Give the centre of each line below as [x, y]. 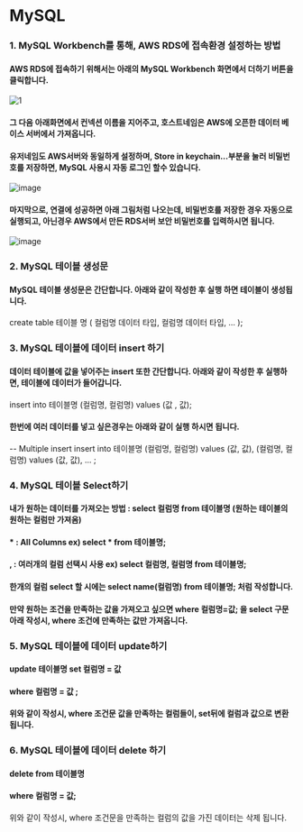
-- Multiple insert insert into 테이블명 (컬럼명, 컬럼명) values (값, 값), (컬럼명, [147, 448]
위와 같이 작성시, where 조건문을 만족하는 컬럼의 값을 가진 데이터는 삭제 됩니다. [148, 818]
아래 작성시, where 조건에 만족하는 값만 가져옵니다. [99, 620]
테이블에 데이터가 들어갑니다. [72, 382]
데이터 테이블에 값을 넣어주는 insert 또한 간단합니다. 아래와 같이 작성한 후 [137, 371]
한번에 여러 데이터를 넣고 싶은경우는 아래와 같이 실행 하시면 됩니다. [125, 427]
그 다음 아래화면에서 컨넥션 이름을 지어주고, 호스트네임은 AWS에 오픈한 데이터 [145, 122]
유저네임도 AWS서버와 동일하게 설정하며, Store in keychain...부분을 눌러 [138, 156]
